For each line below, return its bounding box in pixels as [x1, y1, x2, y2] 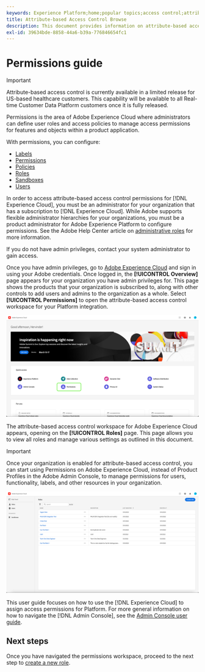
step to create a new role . [6, 659, 71, 666]
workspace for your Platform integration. [6, 303, 109, 311]
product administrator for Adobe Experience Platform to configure [6, 221, 172, 228]
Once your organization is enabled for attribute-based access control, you [6, 459, 193, 467]
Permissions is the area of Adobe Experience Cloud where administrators [6, 113, 191, 121]
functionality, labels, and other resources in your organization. [6, 478, 162, 486]
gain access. [6, 252, 38, 260]
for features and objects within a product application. [6, 126, 140, 134]
